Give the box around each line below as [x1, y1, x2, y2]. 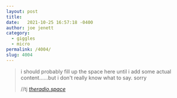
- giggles [11, 36, 35, 41]
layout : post [6, 8, 38, 15]
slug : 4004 [6, 52, 33, 58]
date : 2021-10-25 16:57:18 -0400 [6, 19, 93, 25]
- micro [11, 41, 31, 47]
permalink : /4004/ [6, 47, 51, 52]
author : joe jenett [6, 24, 54, 31]
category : [6, 30, 31, 36]
